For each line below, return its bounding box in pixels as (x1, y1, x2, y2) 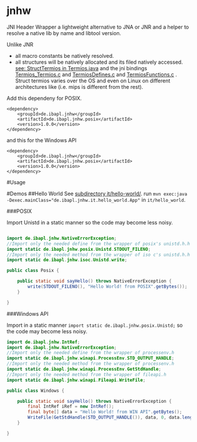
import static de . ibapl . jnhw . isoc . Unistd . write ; (6, 257, 127, 263)
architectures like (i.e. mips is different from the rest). (15, 83, 144, 90)
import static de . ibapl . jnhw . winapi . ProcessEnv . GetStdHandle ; (6, 367, 161, 372)
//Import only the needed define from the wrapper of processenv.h (6, 350, 175, 356)
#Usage (6, 178, 26, 185)
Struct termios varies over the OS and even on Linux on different (15, 77, 171, 84)
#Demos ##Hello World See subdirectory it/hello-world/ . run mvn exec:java (6, 190, 188, 197)
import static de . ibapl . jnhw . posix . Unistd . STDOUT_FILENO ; (6, 246, 151, 252)
